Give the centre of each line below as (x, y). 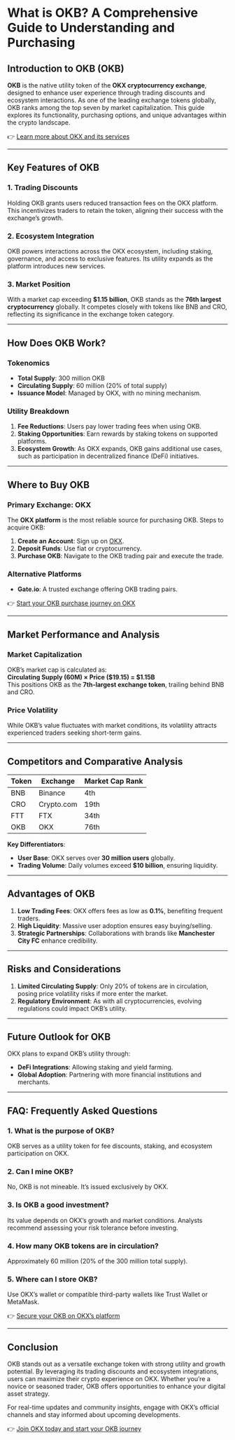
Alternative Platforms (44, 574)
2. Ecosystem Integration (51, 236)
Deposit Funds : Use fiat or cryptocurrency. (79, 548)
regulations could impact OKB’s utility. (72, 1008)
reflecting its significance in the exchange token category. (91, 314)
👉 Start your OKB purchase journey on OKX (71, 603)
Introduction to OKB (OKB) (66, 68)
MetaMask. (23, 1302)
